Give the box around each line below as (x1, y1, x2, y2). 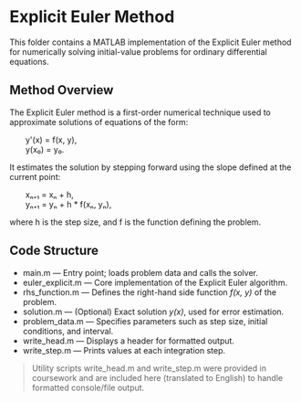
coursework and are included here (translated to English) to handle (31, 372, 284, 383)
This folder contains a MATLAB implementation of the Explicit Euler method (9, 37, 292, 48)
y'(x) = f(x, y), (26, 134, 78, 145)
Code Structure (9, 243, 99, 259)
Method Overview (9, 82, 114, 98)
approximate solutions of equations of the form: (9, 116, 189, 127)
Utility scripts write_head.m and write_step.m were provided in (31, 363, 267, 374)
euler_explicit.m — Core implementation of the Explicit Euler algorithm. (22, 277, 288, 288)
